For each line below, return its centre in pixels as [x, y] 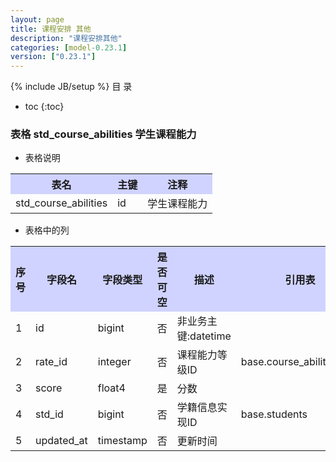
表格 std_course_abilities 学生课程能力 [103, 134]
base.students [274, 414]
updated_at [61, 441]
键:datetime [204, 336]
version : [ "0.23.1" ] [53, 57]
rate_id [51, 362]
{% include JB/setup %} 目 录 [71, 87]
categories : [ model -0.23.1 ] [69, 47]
